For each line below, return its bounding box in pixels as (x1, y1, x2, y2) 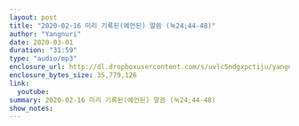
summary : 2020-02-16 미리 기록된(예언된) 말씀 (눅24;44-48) (9, 95, 216, 105)
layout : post (9, 12, 58, 22)
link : (9, 79, 29, 88)
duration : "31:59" (9, 46, 77, 55)
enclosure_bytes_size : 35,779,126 (9, 71, 138, 80)
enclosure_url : (9, 63, 66, 72)
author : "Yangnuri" (9, 29, 82, 38)
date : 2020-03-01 (9, 37, 74, 47)
